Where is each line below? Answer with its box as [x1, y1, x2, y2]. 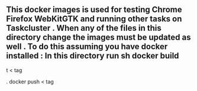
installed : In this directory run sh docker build [6, 51, 179, 61]
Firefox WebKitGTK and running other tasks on [6, 14, 182, 24]
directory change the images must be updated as [6, 32, 191, 43]
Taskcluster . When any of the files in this [6, 23, 162, 33]
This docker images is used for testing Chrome [6, 5, 182, 15]
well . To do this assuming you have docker [6, 41, 168, 52]
